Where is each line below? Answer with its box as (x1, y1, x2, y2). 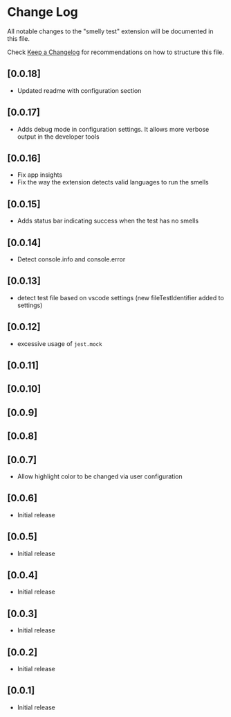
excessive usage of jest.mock (17, 339, 102, 347)
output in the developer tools (17, 132, 100, 141)
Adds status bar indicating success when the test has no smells (17, 216, 199, 225)
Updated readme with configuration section (17, 86, 142, 94)
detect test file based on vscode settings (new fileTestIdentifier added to (17, 293, 225, 302)
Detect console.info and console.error (17, 255, 126, 264)
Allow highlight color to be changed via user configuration (17, 472, 183, 481)
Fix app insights (17, 171, 63, 179)
